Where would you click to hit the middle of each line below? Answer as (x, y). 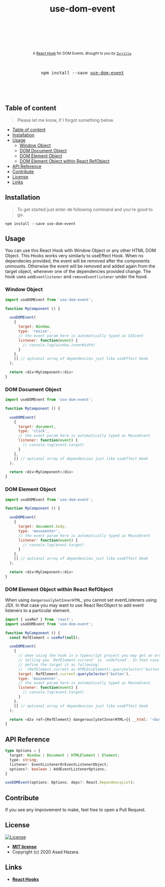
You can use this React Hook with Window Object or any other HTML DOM (81, 250)
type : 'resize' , (35, 331)
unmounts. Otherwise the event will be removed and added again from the (80, 266)
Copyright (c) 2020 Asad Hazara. (46, 852)
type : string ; (24, 760)
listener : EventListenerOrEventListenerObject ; (59, 764)
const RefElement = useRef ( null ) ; (45, 638)
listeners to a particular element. (38, 610)
